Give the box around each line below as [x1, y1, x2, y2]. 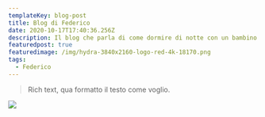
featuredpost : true [8, 41, 73, 49]
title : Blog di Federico [8, 19, 90, 27]
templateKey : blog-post [8, 11, 87, 20]
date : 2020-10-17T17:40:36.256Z [8, 26, 115, 34]
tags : [8, 56, 26, 64]
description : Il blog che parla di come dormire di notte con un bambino [8, 33, 258, 42]
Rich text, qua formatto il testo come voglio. [27, 85, 171, 94]
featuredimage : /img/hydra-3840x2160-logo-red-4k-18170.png [8, 48, 212, 56]
